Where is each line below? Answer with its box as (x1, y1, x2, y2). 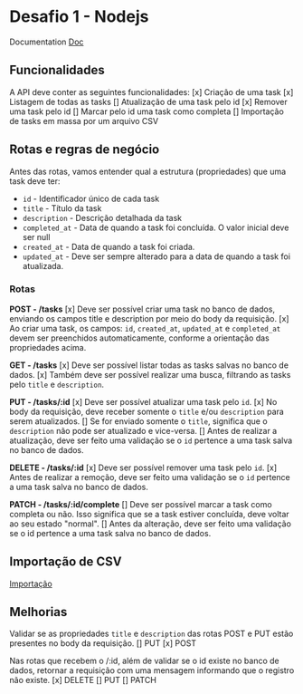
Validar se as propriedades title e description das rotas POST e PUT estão (9, 628, 294, 640)
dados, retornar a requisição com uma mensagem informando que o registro (9, 665, 295, 676)
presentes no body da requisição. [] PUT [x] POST (9, 638, 197, 649)
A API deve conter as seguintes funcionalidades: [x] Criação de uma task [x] (9, 86, 294, 97)
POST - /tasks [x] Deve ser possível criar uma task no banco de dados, (9, 304, 276, 314)
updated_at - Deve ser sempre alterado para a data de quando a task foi (22, 251, 291, 262)
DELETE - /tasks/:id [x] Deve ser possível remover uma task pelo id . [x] (9, 462, 278, 473)
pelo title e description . (9, 379, 105, 390)
